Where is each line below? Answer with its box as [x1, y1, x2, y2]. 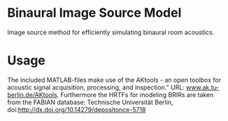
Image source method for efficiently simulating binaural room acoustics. [7, 28, 215, 36]
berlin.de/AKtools [7, 90, 57, 99]
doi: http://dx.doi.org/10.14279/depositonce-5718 [7, 105, 146, 113]
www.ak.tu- [186, 83, 220, 92]
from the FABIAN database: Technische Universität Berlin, [7, 98, 173, 106]
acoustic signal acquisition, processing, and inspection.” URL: [7, 83, 185, 92]
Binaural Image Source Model [7, 5, 182, 21]
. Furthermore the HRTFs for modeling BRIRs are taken [57, 90, 214, 99]
